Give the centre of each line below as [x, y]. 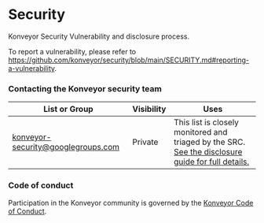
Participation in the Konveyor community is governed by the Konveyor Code [131, 203]
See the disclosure [208, 152]
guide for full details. [212, 162]
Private [145, 142]
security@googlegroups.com [66, 147]
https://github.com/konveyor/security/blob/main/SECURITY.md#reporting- [129, 60]
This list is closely [207, 122]
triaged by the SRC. [210, 142]
